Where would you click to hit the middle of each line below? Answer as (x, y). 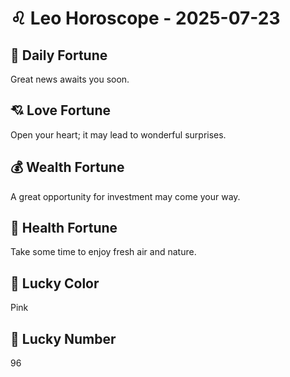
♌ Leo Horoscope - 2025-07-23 (145, 18)
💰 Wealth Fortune (67, 167)
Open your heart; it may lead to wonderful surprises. (118, 134)
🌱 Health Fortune (64, 228)
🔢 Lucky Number (63, 338)
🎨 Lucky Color (55, 283)
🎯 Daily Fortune (59, 55)
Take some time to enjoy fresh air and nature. (103, 252)
